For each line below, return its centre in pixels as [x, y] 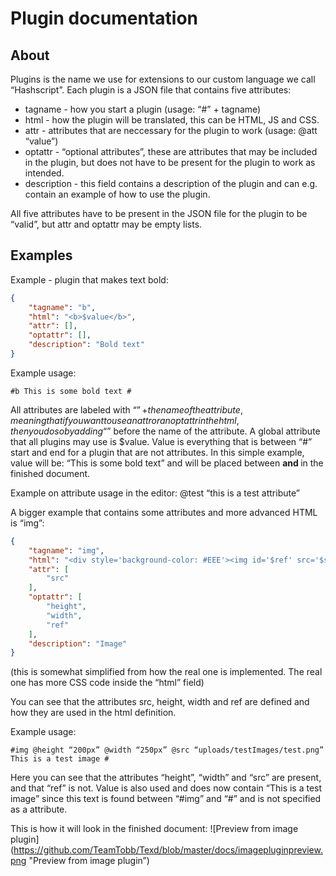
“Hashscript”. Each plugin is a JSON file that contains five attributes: [151, 90]
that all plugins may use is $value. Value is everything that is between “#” [161, 441]
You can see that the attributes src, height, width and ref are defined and [160, 702]
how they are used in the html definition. [93, 713]
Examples [41, 255]
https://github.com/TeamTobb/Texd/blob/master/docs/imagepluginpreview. [168, 850]
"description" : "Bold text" [86, 345]
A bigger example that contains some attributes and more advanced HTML [164, 512]
